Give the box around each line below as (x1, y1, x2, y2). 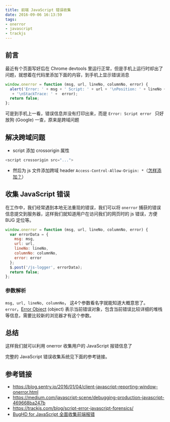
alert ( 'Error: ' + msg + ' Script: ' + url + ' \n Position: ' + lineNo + (10, 87, 166, 92)
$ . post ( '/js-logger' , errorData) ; (10, 264, 82, 270)
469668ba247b (12, 400, 46, 406)
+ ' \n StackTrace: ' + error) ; (12, 91, 78, 96)
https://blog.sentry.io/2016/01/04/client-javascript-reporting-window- (12, 383, 158, 390)
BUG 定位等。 (5, 217, 34, 223)
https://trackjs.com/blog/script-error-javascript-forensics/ (12, 405, 134, 411)
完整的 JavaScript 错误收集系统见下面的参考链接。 (5, 354, 110, 360)
